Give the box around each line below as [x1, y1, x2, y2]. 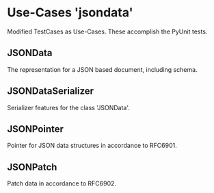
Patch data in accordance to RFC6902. [7, 179, 117, 188]
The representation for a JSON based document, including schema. [7, 65, 198, 73]
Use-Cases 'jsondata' [7, 5, 133, 21]
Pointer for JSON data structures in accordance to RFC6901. [7, 142, 177, 150]
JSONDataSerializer [7, 86, 94, 97]
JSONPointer [7, 123, 64, 135]
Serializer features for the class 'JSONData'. [7, 103, 130, 112]
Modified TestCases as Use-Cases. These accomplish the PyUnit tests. [7, 27, 208, 36]
